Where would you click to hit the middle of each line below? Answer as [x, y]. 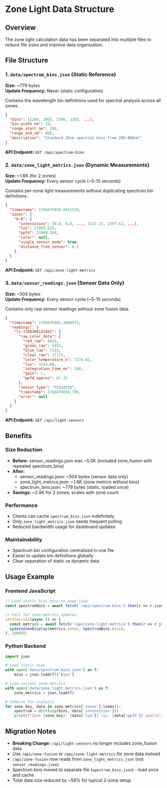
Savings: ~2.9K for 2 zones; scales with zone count [65, 492]
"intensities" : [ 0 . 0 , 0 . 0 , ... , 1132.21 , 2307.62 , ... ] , [79, 224]
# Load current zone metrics [35, 684]
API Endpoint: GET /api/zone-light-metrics [50, 270]
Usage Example [30, 577]
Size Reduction [24, 450]
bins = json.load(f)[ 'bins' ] [44, 675]
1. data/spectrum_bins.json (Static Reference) [61, 75]
